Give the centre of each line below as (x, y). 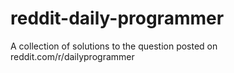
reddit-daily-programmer (117, 18)
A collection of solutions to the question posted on (114, 46)
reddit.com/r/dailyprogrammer (72, 56)
